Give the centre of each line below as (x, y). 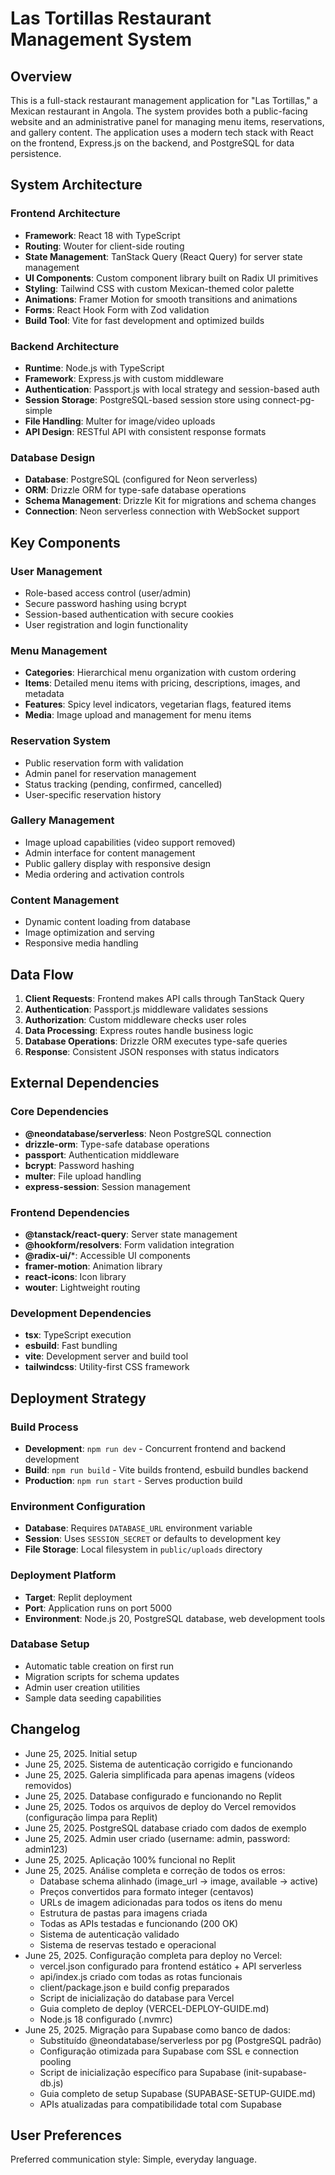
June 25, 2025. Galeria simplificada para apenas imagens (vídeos (159, 1774)
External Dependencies (85, 1083)
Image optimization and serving (89, 933)
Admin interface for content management (110, 853)
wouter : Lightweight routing (82, 1287)
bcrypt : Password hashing (79, 1165)
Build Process (44, 1427)
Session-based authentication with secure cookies (129, 614)
